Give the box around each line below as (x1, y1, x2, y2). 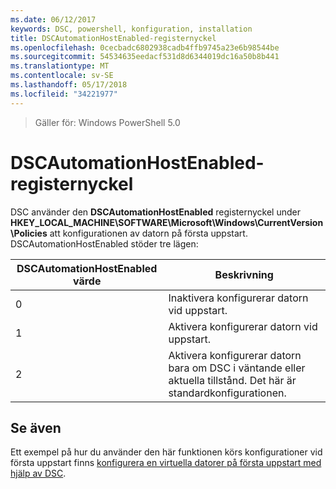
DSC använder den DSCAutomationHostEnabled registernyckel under (10, 206, 301, 218)
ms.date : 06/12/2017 (10, 14, 97, 25)
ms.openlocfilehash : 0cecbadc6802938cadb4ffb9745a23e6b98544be (10, 42, 280, 53)
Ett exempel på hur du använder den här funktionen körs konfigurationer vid (10, 446, 323, 458)
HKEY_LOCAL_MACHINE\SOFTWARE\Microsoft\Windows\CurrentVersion (10, 216, 324, 228)
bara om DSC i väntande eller (168, 361, 306, 375)
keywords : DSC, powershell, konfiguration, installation (10, 24, 253, 34)
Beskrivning (214, 267, 274, 281)
